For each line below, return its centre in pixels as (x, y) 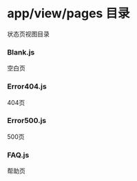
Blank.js (21, 52)
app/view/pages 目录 (68, 13)
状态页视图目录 (28, 34)
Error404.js (27, 86)
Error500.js (27, 121)
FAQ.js (18, 155)
